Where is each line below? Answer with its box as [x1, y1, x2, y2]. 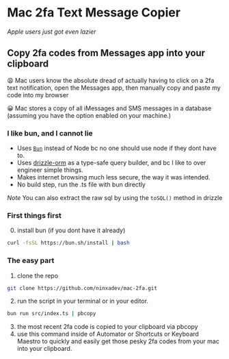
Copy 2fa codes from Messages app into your [7, 47, 206, 59]
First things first [7, 210, 62, 220]
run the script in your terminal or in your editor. [16, 297, 149, 306]
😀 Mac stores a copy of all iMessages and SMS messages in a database [7, 104, 212, 112]
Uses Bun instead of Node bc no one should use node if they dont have [16, 144, 217, 152]
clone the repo [16, 271, 59, 280]
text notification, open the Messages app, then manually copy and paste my [7, 84, 221, 92]
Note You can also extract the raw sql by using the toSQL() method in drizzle [7, 194, 223, 202]
